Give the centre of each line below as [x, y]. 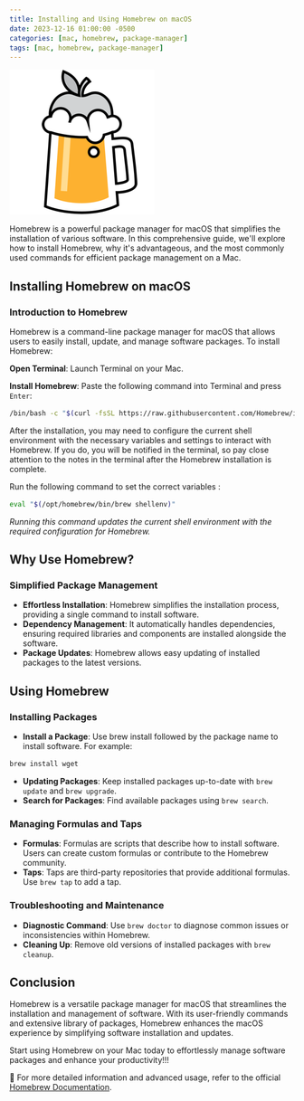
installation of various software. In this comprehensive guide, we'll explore [147, 239]
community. [44, 863]
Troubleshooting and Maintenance [87, 906]
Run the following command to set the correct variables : [115, 486]
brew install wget [44, 764]
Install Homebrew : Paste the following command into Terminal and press [146, 385]
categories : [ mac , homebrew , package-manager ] [99, 38]
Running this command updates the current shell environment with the [141, 521]
